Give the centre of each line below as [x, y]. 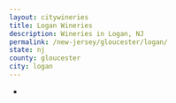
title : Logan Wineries [51, 26]
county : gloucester [45, 58]
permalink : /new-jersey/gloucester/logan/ [88, 42]
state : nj [27, 50]
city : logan [31, 67]
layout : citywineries [49, 17]
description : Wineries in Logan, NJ [77, 33]
